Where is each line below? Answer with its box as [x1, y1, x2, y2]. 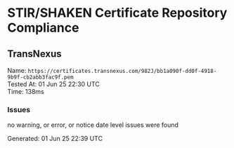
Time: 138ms [7, 88, 44, 95]
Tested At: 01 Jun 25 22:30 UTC [7, 80, 100, 88]
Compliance [7, 20, 79, 36]
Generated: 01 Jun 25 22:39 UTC [7, 135, 103, 143]
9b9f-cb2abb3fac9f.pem [7, 74, 74, 81]
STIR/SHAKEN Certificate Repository [7, 5, 228, 21]
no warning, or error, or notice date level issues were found [7, 121, 179, 129]
